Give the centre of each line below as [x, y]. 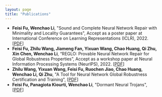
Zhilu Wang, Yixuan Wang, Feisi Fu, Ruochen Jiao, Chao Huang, [77, 69]
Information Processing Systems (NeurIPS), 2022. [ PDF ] [68, 64]
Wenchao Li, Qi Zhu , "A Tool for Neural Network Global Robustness [80, 74]
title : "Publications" [28, 14]
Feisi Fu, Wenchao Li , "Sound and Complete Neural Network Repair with [84, 28]
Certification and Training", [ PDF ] [45, 79]
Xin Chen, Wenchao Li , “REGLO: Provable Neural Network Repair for [81, 53]
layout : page [18, 9]
